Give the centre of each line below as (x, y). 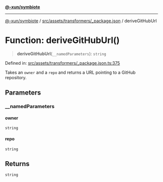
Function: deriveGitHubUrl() (62, 40)
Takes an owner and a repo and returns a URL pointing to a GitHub (70, 72)
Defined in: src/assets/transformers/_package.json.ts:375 (63, 63)
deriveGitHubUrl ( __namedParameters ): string (62, 54)
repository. (16, 77)
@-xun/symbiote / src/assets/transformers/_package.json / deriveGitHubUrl (81, 21)
